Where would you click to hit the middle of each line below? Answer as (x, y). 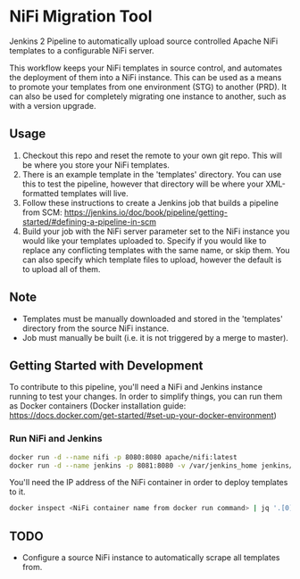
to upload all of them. (61, 269)
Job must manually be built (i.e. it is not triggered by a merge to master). (155, 337)
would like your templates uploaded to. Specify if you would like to (144, 240)
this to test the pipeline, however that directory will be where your (143, 184)
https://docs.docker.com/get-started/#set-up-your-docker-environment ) (143, 416)
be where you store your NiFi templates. (96, 165)
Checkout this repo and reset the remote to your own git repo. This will (152, 155)
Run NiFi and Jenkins (56, 439)
